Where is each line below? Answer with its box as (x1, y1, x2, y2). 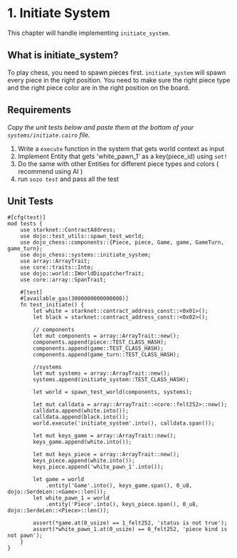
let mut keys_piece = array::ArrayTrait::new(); (33, 451, 180, 458)
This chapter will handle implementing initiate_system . (7, 29, 171, 37)
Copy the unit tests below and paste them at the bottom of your (7, 123, 194, 131)
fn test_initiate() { (20, 301, 84, 309)
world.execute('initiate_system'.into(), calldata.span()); (33, 420, 215, 427)
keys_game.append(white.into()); (33, 438, 132, 446)
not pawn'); (7, 532, 43, 539)
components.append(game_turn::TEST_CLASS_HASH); (33, 351, 180, 358)
